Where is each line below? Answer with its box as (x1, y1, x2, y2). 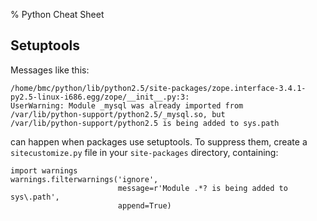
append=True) (117, 200, 172, 211)
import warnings (10, 165, 78, 176)
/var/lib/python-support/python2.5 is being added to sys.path (10, 118, 280, 128)
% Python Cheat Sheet (10, 9, 105, 20)
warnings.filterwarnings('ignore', (10, 174, 159, 184)
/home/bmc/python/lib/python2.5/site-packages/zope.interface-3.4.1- (10, 83, 307, 93)
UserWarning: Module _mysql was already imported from (10, 100, 244, 111)
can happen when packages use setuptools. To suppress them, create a (10, 135, 308, 148)
